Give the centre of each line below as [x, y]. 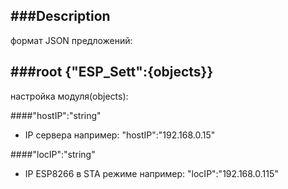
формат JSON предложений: [71, 40]
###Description [60, 16]
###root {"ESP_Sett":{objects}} [112, 72]
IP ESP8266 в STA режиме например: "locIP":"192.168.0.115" [151, 173]
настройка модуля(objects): [69, 96]
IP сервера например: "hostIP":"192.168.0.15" [120, 135]
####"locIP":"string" [53, 154]
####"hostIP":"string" [56, 115]
